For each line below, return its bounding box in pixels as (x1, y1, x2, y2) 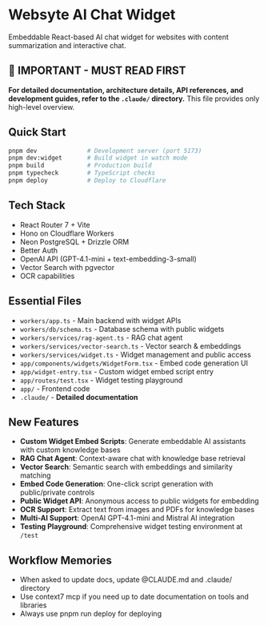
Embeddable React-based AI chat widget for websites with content (8, 32, 230, 42)
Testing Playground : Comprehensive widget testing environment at (19, 522, 243, 531)
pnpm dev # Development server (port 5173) (8, 147, 202, 155)
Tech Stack (8, 199, 66, 212)
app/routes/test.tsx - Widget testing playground (19, 375, 183, 385)
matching (19, 471, 51, 480)
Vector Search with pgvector (19, 262, 115, 272)
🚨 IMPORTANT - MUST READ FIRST (8, 64, 186, 78)
